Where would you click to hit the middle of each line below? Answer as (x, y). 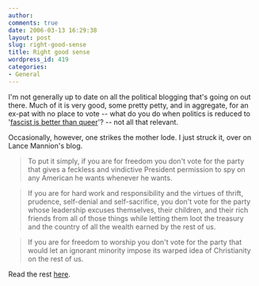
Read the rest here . (40, 274)
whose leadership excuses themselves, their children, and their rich (138, 209)
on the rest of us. (55, 258)
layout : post (30, 38)
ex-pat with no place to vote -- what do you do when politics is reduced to (129, 113)
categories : (28, 67)
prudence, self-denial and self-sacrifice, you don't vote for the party (139, 201)
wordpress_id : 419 (38, 60)
